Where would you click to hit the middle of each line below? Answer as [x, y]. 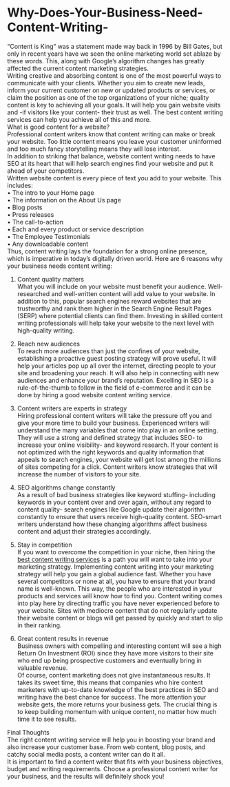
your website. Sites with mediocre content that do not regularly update [117, 610]
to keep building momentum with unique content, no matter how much [117, 711]
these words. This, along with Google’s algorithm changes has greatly [106, 61]
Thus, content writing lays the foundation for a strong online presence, [107, 251]
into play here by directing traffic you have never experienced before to [118, 603]
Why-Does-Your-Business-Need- [105, 13]
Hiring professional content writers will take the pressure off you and [114, 415]
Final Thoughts [28, 732]
